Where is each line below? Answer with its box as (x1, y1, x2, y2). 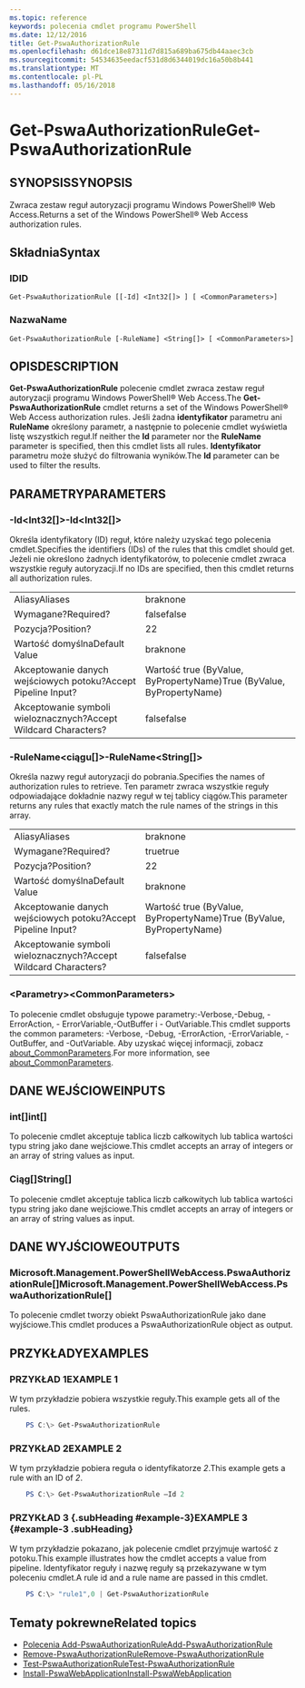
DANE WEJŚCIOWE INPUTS (9, 1084, 166, 1099)
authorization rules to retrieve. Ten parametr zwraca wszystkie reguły (9, 781, 270, 792)
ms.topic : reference (9, 13, 88, 23)
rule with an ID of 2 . (9, 1472, 84, 1484)
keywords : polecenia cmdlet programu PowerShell (9, 22, 197, 31)
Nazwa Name (9, 314, 68, 327)
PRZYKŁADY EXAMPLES (9, 1345, 150, 1361)
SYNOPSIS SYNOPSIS (9, 175, 133, 191)
